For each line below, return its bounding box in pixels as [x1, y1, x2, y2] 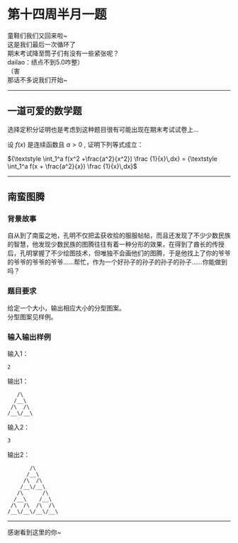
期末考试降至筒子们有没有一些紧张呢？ [7, 49, 119, 57]
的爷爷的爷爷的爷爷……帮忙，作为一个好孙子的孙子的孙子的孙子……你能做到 [7, 258, 228, 267]
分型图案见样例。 [7, 313, 57, 321]
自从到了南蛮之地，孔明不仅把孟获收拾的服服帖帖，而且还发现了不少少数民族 [7, 231, 231, 240]
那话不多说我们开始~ [7, 75, 68, 84]
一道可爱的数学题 [7, 105, 82, 117]
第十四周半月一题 [7, 6, 108, 23]
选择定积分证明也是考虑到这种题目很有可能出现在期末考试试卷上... [7, 125, 200, 133]
